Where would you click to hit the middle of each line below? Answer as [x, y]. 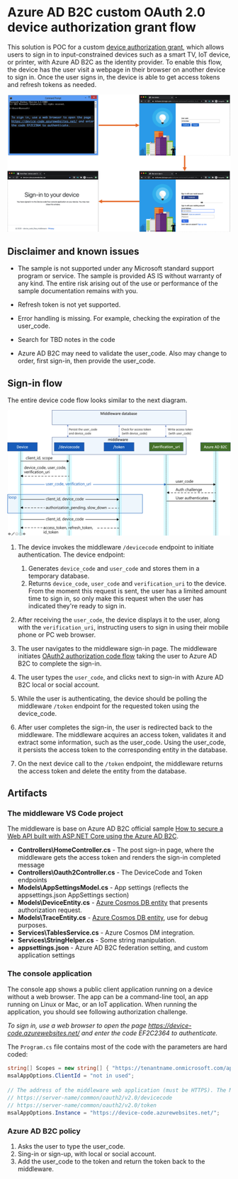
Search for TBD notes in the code [66, 340]
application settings [46, 955]
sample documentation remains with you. [78, 291]
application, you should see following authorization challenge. [97, 1012]
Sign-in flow [35, 383]
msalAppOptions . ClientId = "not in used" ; [71, 1076]
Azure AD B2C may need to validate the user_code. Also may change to [122, 353]
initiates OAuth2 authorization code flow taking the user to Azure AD [117, 656]
